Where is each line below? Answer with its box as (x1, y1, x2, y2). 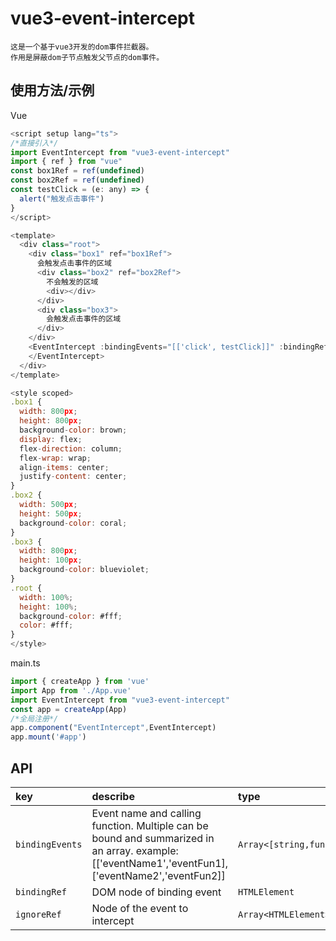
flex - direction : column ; (19, 443, 123, 454)
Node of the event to (91, 901, 189, 915)
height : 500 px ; (19, 508, 83, 519)
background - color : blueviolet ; (19, 565, 150, 575)
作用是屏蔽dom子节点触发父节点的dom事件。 (10, 52, 165, 62)
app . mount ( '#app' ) (10, 732, 87, 742)
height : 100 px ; (19, 555, 83, 566)
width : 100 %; (19, 592, 74, 602)
